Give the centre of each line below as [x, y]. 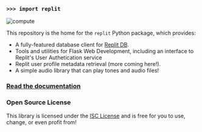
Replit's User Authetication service [58, 58]
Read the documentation [44, 86]
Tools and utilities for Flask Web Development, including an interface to [104, 51]
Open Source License [39, 102]
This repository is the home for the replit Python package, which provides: [101, 33]
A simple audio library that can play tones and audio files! [87, 71]
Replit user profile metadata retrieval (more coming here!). [88, 64]
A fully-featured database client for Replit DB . [72, 45]
